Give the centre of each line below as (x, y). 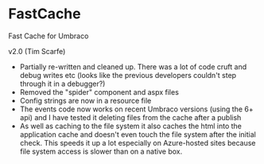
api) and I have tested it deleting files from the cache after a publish (130, 117)
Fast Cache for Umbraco (49, 36)
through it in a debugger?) (62, 84)
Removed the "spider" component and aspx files (99, 92)
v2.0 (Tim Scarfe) (37, 51)
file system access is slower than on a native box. (101, 151)
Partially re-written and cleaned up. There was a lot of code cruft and (133, 66)
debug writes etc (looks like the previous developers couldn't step (128, 75)
